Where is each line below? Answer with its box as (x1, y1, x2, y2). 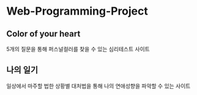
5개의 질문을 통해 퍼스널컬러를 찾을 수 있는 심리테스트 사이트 (6, 46, 150, 52)
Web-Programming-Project (6, 4, 149, 18)
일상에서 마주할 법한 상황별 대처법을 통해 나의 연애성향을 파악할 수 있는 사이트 (6, 82, 191, 90)
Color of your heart (6, 29, 81, 39)
